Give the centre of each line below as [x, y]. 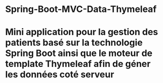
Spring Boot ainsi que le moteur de [79, 53]
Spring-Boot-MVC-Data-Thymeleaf [81, 9]
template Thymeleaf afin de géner [78, 64]
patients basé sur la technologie [74, 43]
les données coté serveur [60, 75]
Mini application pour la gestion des [82, 32]
